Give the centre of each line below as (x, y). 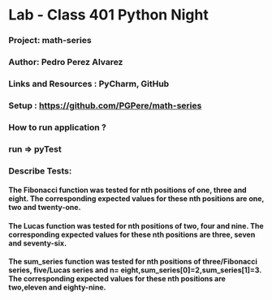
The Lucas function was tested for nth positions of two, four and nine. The (136, 225)
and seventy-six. (38, 243)
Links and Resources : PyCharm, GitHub (89, 84)
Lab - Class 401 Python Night (108, 15)
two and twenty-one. (45, 208)
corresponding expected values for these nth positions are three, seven (132, 234)
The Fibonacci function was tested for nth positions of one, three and (127, 190)
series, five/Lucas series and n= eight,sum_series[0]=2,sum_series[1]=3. (135, 270)
